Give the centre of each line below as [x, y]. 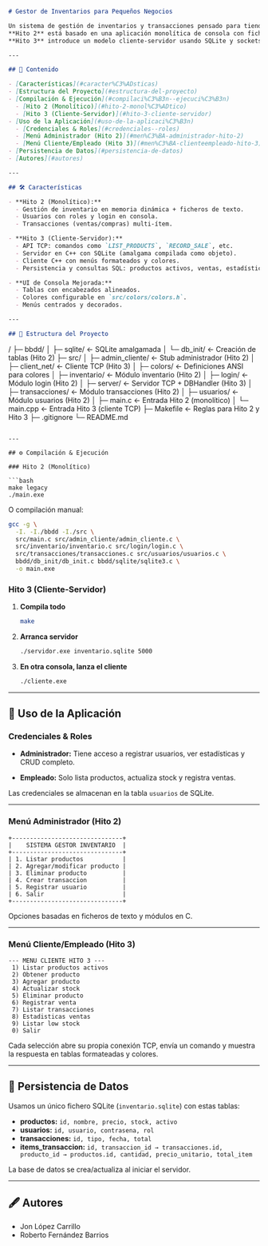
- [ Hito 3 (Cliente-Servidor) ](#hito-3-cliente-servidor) [114, 114]
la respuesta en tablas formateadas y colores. [83, 1054]
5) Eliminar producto [47, 996]
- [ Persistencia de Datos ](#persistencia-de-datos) [96, 151]
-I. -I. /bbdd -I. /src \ [55, 532]
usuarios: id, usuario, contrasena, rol [87, 1130]
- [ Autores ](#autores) [46, 158]
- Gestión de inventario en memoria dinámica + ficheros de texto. [130, 209]
